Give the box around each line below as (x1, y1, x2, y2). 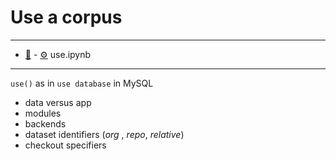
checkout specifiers (24, 139, 107, 151)
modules (24, 107, 62, 119)
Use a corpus (10, 6, 123, 29)
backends (24, 117, 67, 130)
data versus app (24, 96, 92, 108)
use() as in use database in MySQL (10, 77, 154, 89)
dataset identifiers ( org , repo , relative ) (24, 128, 185, 140)
